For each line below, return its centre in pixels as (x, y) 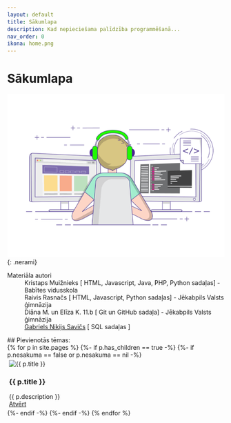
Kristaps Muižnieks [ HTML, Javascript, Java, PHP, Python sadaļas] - (122, 283)
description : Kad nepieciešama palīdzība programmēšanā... (94, 29)
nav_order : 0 (26, 37)
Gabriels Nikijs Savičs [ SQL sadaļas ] (78, 327)
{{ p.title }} (28, 382)
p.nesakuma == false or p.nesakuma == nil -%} (75, 355)
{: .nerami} (22, 262)
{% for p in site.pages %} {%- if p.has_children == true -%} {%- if (101, 348)
